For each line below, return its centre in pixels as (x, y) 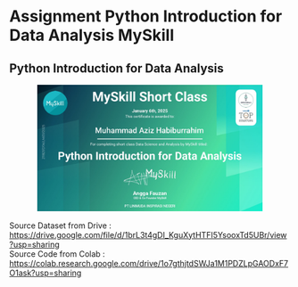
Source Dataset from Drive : (60, 225)
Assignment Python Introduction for (146, 16)
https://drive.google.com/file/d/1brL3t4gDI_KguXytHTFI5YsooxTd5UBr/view (148, 234)
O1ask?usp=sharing (46, 273)
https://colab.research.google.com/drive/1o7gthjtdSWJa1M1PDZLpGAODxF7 (149, 263)
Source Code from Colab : (57, 254)
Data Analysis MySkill (92, 35)
